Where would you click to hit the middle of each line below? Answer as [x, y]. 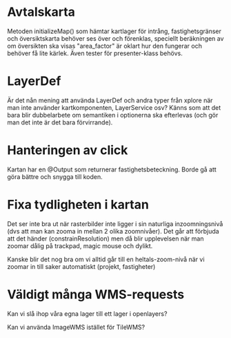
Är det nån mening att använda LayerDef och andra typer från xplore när [110, 100]
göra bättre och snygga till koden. [55, 176]
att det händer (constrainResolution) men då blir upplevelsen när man [106, 238]
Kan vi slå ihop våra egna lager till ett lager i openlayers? [87, 313]
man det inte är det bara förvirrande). [60, 122]
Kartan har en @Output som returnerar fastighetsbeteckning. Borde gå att [112, 169]
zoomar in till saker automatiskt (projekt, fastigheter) [81, 266]
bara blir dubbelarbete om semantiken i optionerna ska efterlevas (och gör [113, 115]
